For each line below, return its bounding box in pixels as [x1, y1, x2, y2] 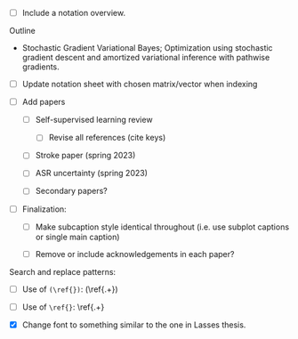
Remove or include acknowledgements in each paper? [35, 248, 235, 259]
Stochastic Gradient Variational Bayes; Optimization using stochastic [21, 43, 273, 53]
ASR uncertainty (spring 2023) [35, 168, 149, 179]
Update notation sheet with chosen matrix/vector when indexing [21, 79, 258, 90]
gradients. [21, 61, 60, 72]
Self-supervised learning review [35, 115, 153, 125]
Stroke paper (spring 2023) [35, 150, 136, 161]
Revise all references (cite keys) [48, 133, 166, 143]
